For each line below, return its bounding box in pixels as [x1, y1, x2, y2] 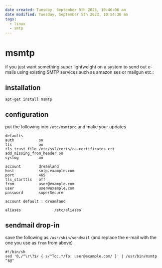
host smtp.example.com [5, 168, 75, 173]
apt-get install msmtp [5, 97, 52, 102]
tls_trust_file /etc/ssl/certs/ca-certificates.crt [5, 146, 115, 151]
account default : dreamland [5, 199, 66, 204]
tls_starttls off [5, 177, 46, 182]
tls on [5, 142, 43, 147]
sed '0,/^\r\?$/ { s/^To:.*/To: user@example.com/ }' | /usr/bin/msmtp [5, 254, 157, 259]
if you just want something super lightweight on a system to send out [5, 64, 147, 70]
